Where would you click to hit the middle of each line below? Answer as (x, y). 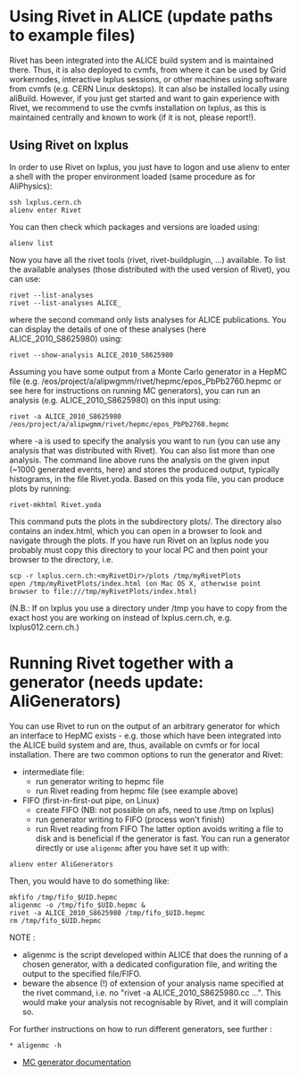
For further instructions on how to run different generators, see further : (141, 1029)
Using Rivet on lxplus (69, 145)
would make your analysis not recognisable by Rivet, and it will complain (155, 1002)
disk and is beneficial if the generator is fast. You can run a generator (162, 838)
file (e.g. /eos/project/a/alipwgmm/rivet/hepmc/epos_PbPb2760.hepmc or (145, 381)
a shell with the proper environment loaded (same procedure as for (133, 176)
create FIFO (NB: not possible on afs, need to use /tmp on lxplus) (155, 809)
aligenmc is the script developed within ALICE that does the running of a (155, 954)
